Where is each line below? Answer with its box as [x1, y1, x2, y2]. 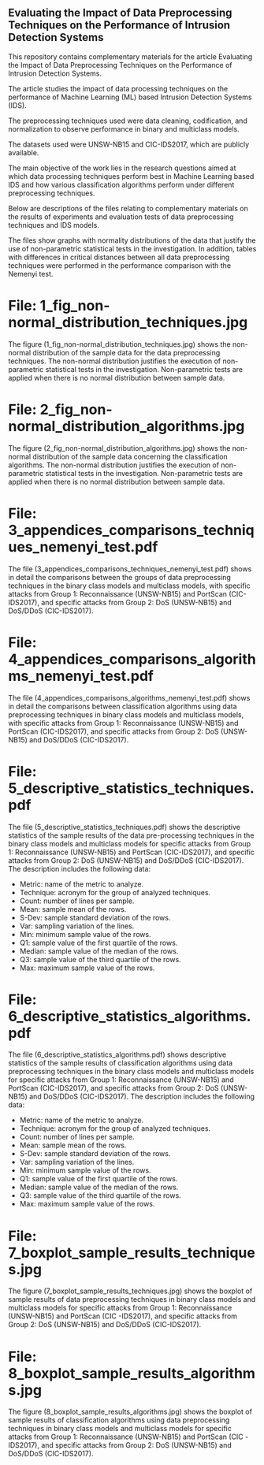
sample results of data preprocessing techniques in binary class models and [8, 1295, 256, 1304]
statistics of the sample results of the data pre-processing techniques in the [8, 831, 255, 840]
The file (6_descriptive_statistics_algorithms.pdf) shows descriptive [8, 1050, 227, 1059]
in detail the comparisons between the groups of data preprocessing [8, 572, 231, 582]
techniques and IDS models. [8, 220, 100, 229]
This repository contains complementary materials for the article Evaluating [8, 51, 253, 61]
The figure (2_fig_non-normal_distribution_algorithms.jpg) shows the [8, 443, 231, 452]
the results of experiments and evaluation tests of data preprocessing [8, 212, 234, 221]
